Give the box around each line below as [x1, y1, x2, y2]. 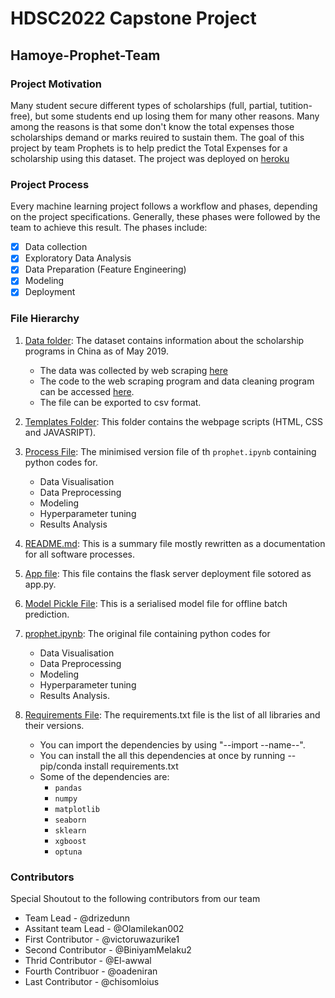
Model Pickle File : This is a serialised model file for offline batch [24, 597, 288, 609]
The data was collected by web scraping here [39, 364, 228, 376]
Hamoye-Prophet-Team [10, 47, 161, 64]
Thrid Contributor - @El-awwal [24, 955, 152, 967]
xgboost [54, 836, 87, 846]
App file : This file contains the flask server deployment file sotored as [24, 567, 312, 579]
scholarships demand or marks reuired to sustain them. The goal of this [10, 131, 305, 143]
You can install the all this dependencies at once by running [39, 749, 286, 761]
